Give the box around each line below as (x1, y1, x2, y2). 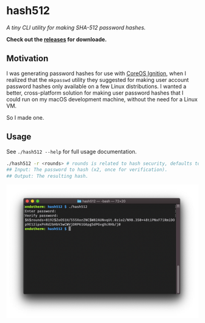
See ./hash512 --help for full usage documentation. (6, 148, 137, 155)
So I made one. (6, 114, 45, 121)
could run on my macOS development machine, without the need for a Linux (6, 95, 198, 103)
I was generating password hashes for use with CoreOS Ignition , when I (6, 70, 186, 77)
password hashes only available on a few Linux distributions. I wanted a (6, 82, 187, 90)
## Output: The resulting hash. (6, 173, 88, 180)
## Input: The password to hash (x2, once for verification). (6, 167, 168, 173)
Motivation (6, 53, 49, 64)
